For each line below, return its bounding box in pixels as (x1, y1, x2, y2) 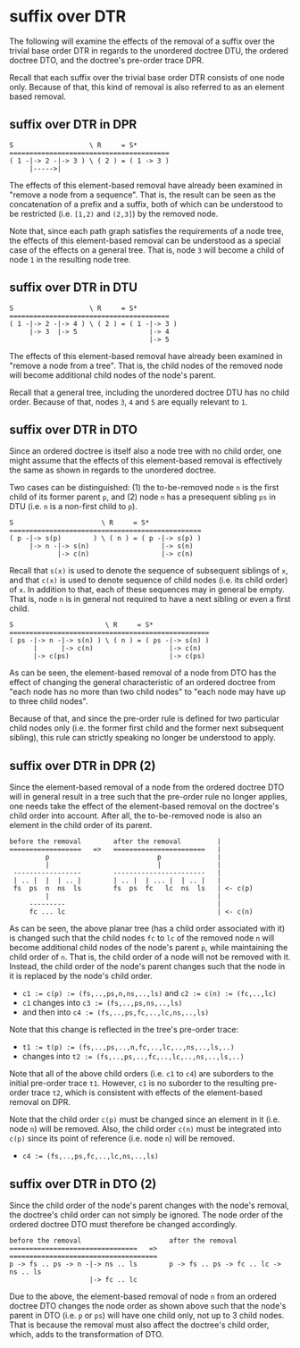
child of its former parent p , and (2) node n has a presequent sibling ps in (9, 491, 277, 502)
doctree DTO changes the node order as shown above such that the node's (9, 1301, 287, 1310)
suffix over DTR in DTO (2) (9, 1176, 157, 1192)
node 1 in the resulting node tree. (9, 254, 131, 264)
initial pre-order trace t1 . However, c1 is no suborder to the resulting (9, 1078, 260, 1089)
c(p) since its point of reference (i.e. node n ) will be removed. (9, 1133, 235, 1144)
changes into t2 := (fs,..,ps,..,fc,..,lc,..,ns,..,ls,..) (21, 1051, 245, 1062)
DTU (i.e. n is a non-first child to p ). (9, 501, 138, 512)
